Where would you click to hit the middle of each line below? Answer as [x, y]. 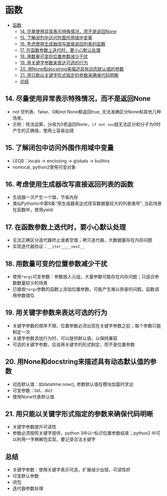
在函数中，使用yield [33, 210]
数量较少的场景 [32, 283]
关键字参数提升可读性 [34, 427]
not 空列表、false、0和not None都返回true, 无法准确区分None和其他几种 [86, 112]
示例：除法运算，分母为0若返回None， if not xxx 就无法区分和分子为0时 [86, 124]
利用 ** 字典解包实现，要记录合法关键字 [56, 439]
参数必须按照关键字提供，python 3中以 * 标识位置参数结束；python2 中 [84, 433]
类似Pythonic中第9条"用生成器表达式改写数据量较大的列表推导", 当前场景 [87, 204]
